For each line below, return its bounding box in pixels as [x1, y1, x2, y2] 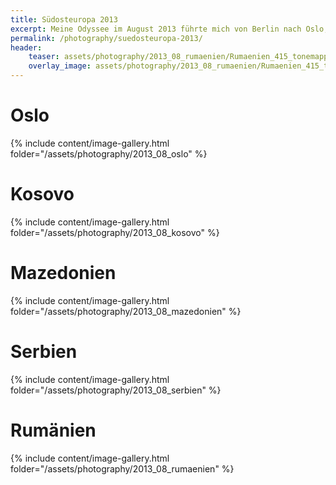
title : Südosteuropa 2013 [10, 14, 118, 25]
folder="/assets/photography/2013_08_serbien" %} [10, 384, 222, 396]
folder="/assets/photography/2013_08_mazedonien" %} [10, 305, 242, 317]
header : [10, 42, 43, 53]
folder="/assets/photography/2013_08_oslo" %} [10, 147, 208, 160]
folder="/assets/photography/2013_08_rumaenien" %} [10, 462, 235, 475]
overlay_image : [28, 61, 92, 71]
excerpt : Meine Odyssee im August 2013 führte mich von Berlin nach [10, 24, 302, 34]
